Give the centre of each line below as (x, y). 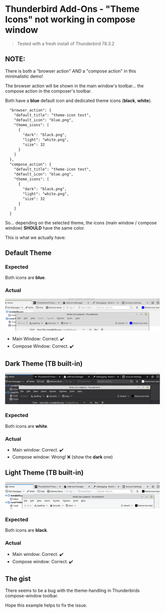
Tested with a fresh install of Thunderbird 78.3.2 (66, 43)
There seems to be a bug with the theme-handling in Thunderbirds (72, 591)
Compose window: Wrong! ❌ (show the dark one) (62, 457)
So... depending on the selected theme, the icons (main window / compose (81, 223)
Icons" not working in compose (70, 19)
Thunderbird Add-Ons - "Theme (72, 9)
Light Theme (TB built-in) (44, 473)
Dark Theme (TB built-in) (44, 364)
